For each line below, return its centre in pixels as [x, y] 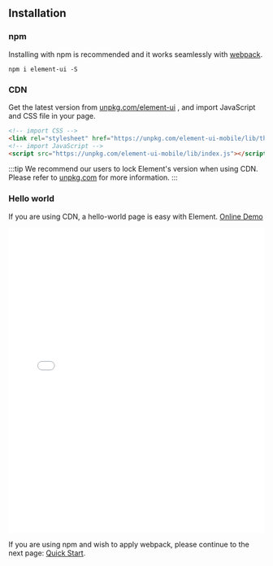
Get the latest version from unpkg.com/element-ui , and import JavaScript [132, 107]
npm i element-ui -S [43, 69]
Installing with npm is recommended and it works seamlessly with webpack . [136, 54]
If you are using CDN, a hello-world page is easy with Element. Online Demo [136, 216]
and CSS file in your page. [52, 115]
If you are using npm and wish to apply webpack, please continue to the [129, 544]
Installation [37, 13]
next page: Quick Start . [47, 553]
